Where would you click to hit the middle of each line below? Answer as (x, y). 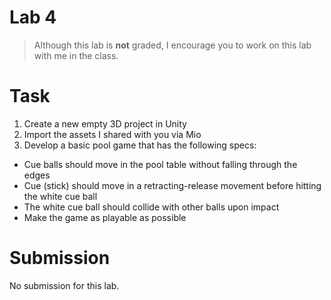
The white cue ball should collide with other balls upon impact (151, 207)
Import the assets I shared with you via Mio (112, 134)
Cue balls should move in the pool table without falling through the (160, 164)
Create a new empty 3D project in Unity (105, 123)
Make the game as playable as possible (105, 217)
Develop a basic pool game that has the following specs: (140, 145)
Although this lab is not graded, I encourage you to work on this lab (172, 45)
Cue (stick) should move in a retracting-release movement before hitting (172, 185)
